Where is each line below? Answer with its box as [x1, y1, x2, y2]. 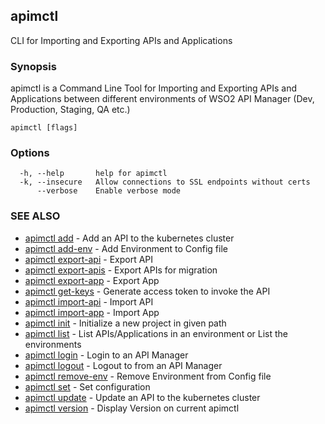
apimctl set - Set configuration [24, 380, 151, 393]
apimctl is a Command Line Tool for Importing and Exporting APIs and [10, 82, 297, 94]
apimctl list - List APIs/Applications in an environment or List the [24, 327, 288, 339]
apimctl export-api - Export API [24, 253, 154, 265]
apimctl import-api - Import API [24, 295, 154, 308]
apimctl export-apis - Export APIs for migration [24, 264, 218, 276]
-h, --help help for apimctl [19, 169, 168, 179]
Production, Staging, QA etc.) [10, 104, 131, 116]
